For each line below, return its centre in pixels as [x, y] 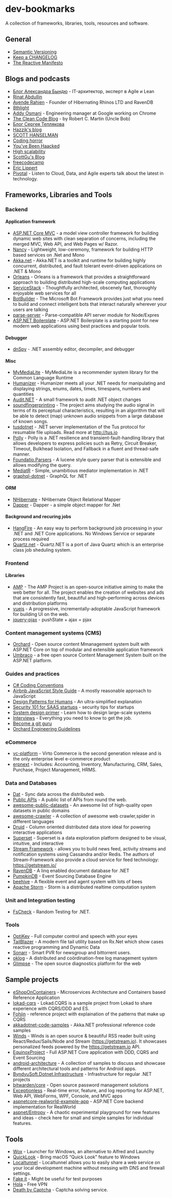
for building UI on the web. [41, 614]
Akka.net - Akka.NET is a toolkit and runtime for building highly [79, 261]
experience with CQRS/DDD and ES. [51, 1008]
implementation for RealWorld [44, 1106]
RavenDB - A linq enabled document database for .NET [71, 871]
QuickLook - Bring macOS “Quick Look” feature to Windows [76, 1157]
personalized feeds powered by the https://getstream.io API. [77, 1046]
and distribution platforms [40, 603]
